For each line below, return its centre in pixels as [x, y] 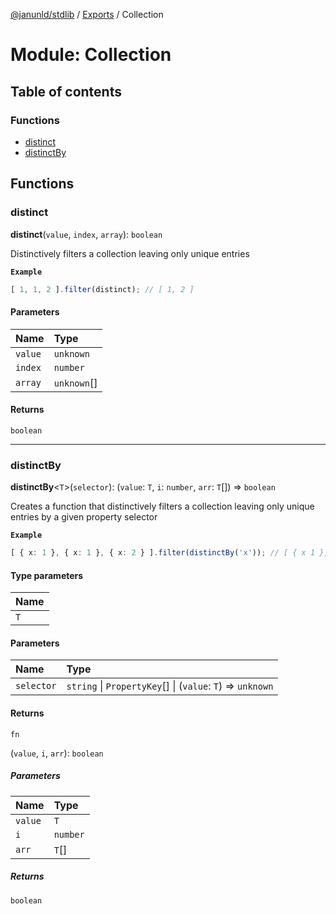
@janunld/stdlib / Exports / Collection [87, 14]
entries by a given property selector [84, 517]
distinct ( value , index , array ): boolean [86, 234]
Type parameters [47, 575]
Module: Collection [91, 55]
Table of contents [66, 91]
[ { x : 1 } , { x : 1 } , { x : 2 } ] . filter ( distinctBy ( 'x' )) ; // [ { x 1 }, [169, 553]
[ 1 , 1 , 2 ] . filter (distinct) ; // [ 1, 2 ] [102, 289]
